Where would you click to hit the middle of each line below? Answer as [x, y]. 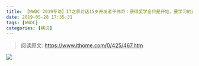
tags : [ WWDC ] [22, 22]
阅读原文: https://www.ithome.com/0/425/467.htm [82, 45]
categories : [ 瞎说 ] [29, 28]
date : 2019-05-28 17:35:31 [39, 17]
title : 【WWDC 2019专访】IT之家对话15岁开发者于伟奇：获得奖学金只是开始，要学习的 [99, 11]
